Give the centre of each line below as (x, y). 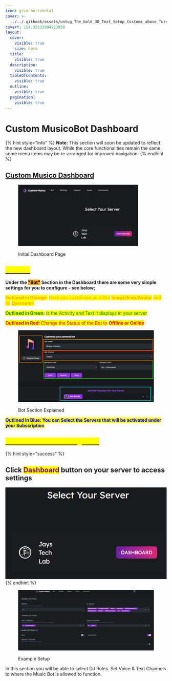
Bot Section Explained (41, 410)
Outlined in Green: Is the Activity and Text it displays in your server (76, 313)
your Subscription (25, 425)
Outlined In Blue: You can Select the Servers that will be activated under (83, 420)
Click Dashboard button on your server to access (85, 470)
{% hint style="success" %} (35, 454)
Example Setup (34, 659)
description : (24, 65)
